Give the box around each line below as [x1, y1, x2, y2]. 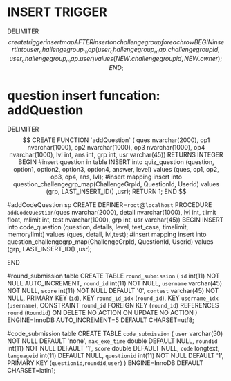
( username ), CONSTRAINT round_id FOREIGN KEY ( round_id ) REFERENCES [7, 301, 219, 310]
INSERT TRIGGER [7, 4, 107, 20]
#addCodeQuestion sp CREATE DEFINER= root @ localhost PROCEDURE [7, 201, 212, 209]
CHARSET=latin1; [7, 366, 56, 375]
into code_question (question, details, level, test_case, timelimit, [7, 223, 189, 231]
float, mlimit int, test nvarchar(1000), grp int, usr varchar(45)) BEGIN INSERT [7, 215, 224, 224]
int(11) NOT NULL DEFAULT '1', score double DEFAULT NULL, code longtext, [7, 344, 220, 353]
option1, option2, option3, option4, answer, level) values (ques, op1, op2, [13, 166, 219, 174]
